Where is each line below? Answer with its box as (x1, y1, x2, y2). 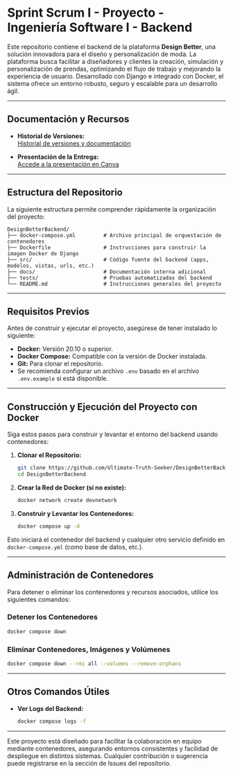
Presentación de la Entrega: (17, 153, 99, 161)
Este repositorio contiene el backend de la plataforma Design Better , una (7, 42, 216, 51)
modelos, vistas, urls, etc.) (7, 262, 95, 269)
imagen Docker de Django (7, 250, 79, 257)
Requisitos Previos (7, 305, 90, 317)
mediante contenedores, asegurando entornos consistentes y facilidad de (7, 744, 218, 752)
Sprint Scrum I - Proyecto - (7, 5, 164, 21)
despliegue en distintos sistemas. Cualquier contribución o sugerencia (7, 751, 208, 760)
